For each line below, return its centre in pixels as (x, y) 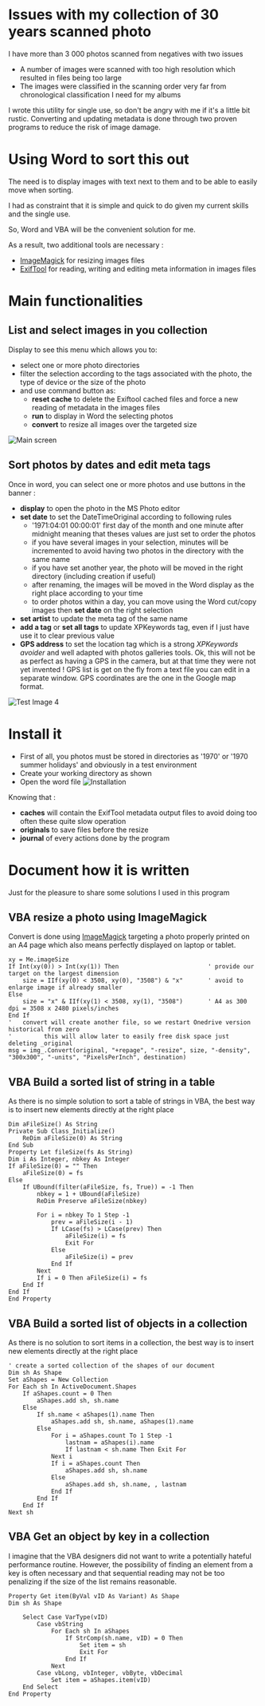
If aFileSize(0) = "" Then (53, 1166)
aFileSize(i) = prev (99, 1257)
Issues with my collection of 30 (113, 15)
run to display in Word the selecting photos (102, 416)
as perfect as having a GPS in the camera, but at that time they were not (138, 661)
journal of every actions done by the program (94, 838)
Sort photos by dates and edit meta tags (109, 465)
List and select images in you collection (108, 330)
